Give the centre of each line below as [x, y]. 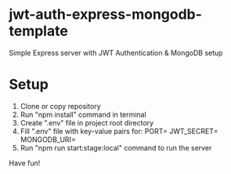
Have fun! [25, 163]
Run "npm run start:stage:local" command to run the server [116, 147]
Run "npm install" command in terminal [83, 114]
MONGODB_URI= [48, 140]
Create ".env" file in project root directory [87, 122]
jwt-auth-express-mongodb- [106, 14]
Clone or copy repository [60, 106]
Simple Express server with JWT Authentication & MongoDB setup [116, 53]
